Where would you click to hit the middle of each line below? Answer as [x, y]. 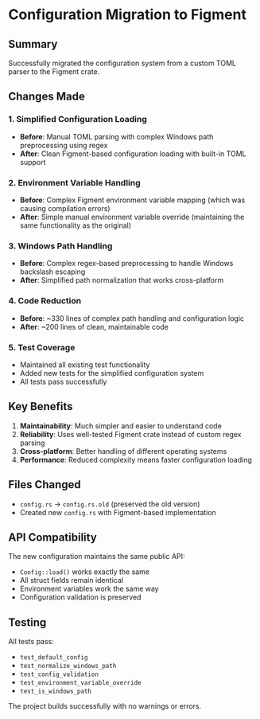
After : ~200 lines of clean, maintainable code [94, 326]
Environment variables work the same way [89, 589]
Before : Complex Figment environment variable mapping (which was [132, 200]
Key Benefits [41, 406]
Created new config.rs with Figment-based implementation [118, 512]
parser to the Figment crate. [54, 72]
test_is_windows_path [55, 692]
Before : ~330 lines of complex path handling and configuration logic [132, 318]
